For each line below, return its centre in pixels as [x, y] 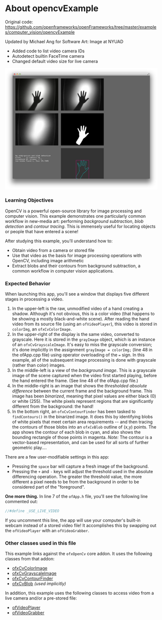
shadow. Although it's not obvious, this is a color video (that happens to [83, 314]
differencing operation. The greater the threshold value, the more [77, 477]
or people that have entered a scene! [42, 231]
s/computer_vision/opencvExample [40, 32]
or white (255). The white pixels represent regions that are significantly [83, 401]
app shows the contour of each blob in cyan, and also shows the [76, 432]
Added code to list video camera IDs [48, 51]
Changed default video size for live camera [55, 61]
